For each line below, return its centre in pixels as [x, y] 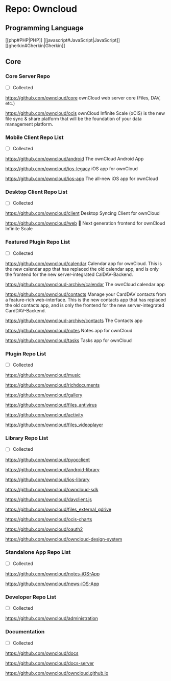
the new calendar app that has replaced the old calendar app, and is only [82, 269]
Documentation [25, 632]
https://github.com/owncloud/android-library [52, 469]
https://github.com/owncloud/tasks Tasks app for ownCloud [68, 340]
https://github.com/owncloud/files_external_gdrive [58, 509]
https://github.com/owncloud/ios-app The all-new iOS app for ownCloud [82, 179]
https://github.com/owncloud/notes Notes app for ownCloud [69, 330]
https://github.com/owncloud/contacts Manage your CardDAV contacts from [86, 294]
